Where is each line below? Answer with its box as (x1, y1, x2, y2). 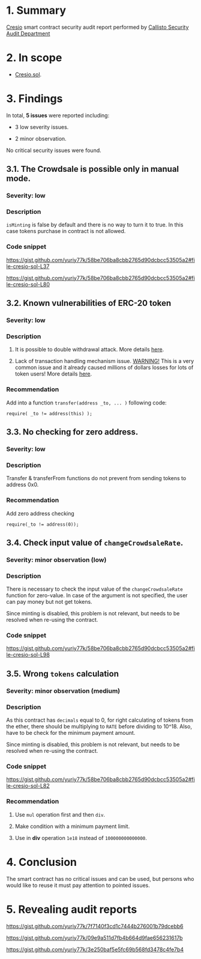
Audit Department (6, 29, 50, 37)
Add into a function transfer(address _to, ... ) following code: (6, 399, 167, 406)
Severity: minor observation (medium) (6, 686, 121, 695)
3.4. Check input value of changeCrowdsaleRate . (6, 537, 184, 547)
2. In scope (6, 51, 62, 65)
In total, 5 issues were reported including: (6, 112, 110, 119)
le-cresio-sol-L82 (6, 782, 50, 790)
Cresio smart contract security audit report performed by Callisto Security (6, 23, 189, 31)
